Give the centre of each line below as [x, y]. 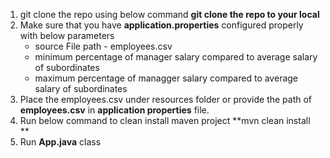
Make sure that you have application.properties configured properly [161, 25]
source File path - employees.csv [103, 46]
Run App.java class [60, 142]
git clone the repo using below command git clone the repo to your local [169, 14]
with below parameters [67, 35]
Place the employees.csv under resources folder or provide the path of [166, 99]
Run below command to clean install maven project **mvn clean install [165, 120]
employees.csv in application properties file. [114, 110]
